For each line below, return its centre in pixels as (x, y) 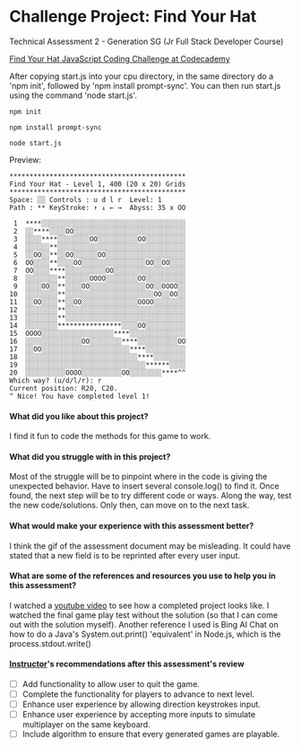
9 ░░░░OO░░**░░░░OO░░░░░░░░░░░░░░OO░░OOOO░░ (99, 286)
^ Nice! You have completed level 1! (80, 396)
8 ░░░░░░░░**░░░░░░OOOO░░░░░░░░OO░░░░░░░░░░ (99, 278)
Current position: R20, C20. (64, 388)
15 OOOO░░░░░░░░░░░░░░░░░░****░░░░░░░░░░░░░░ (98, 333)
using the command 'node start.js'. (73, 95)
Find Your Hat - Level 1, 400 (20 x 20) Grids (98, 184)
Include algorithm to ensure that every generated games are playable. (151, 735)
